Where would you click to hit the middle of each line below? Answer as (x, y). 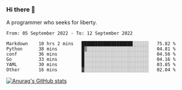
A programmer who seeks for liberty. (52, 23)
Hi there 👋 (21, 10)
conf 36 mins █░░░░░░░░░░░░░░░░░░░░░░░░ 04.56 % (91, 54)
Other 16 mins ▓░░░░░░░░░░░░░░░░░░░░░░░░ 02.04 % (91, 70)
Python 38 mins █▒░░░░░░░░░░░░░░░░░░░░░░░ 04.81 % (91, 49)
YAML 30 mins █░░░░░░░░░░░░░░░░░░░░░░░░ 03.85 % (91, 65)
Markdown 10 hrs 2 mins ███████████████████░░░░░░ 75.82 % (91, 44)
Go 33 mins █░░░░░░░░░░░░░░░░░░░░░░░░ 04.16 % (91, 60)
